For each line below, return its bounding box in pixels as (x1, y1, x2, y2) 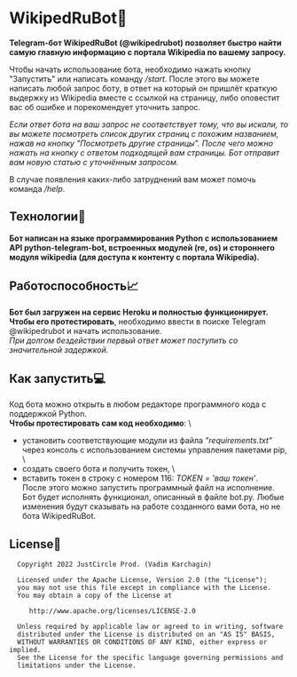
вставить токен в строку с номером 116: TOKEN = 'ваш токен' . (21, 473, 259, 483)
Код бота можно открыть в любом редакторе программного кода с (9, 399, 267, 410)
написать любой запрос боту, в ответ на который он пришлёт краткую (9, 83, 277, 93)
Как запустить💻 (9, 370, 106, 386)
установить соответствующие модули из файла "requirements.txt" (21, 435, 273, 446)
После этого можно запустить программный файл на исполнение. (21, 482, 275, 493)
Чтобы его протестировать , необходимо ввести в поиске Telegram (9, 315, 266, 327)
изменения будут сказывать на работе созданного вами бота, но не (21, 501, 281, 512)
